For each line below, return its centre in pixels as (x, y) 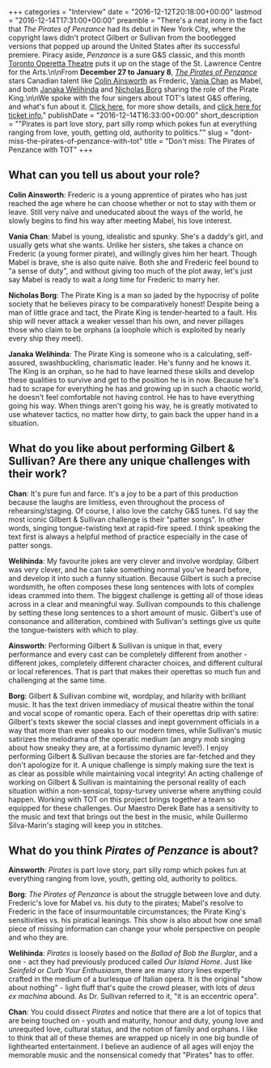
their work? (38, 474)
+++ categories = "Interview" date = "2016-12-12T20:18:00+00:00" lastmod (135, 12)
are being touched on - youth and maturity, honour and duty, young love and (136, 1021)
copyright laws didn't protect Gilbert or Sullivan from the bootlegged (122, 37)
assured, (23, 362)
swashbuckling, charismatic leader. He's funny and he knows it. (145, 362)
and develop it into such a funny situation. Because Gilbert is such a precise (135, 578)
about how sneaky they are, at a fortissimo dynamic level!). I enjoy (119, 747)
